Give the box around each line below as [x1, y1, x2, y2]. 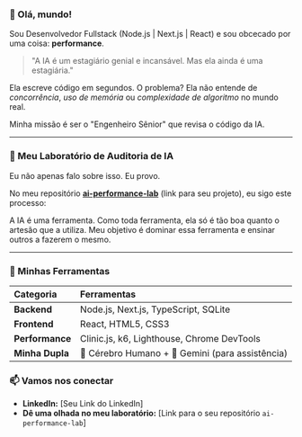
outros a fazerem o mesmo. [9, 234, 111, 245]
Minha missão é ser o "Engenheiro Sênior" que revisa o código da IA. [9, 119, 265, 129]
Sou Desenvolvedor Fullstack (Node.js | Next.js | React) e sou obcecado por [9, 29, 291, 40]
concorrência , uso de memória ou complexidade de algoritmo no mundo [9, 92, 279, 103]
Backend [13, 303, 52, 316]
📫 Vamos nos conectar [9, 374, 114, 387]
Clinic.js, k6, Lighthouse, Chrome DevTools [79, 332, 261, 344]
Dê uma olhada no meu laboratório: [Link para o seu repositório [22, 408, 261, 419]
